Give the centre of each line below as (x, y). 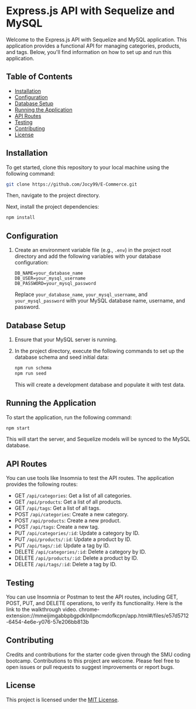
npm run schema (33, 368)
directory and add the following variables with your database (88, 256)
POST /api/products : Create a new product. (68, 520)
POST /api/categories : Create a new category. (71, 515)
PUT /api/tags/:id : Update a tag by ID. (62, 546)
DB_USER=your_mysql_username (50, 278)
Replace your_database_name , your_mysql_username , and (81, 294)
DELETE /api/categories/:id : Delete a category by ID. (80, 552)
